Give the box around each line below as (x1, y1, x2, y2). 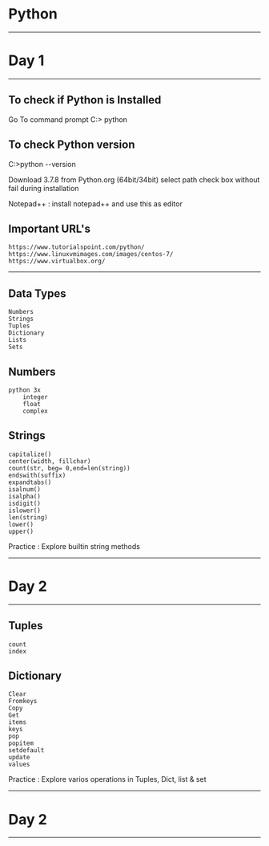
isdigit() (8, 499, 42, 507)
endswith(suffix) (8, 471, 66, 479)
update (8, 754, 30, 762)
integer (22, 392, 48, 401)
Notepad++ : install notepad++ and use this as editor (8, 198, 183, 209)
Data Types (8, 287, 66, 300)
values (8, 760, 30, 769)
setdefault (8, 746, 45, 754)
